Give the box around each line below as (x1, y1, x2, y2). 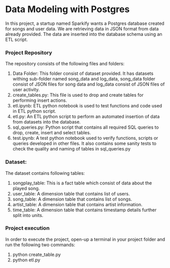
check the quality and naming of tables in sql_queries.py (12, 146, 131, 152)
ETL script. (5, 36, 28, 43)
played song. (12, 185, 40, 191)
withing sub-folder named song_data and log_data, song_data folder (12, 76, 156, 82)
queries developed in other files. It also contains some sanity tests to (12, 140, 156, 146)
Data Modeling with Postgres (5, 4, 130, 15)
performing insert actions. (12, 97, 67, 103)
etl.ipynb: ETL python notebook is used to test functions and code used (12, 103, 162, 109)
